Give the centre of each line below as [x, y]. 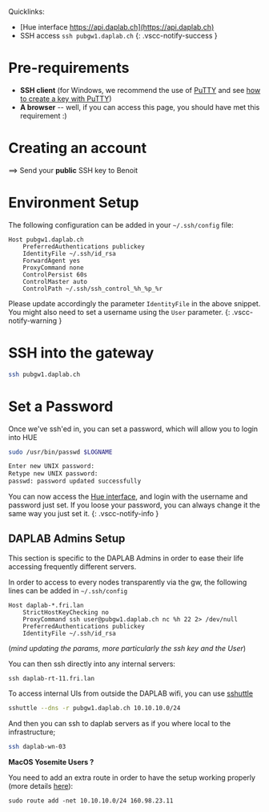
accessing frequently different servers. [72, 566]
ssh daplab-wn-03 [37, 746]
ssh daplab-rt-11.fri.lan [51, 678]
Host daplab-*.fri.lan [46, 605]
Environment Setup [74, 203]
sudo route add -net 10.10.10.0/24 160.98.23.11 [91, 801]
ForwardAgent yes [52, 261]
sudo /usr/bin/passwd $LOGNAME [60, 452]
